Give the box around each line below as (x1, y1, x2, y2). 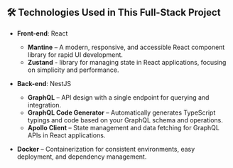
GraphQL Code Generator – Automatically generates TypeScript (27, 108, 216, 117)
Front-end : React (16, 28, 68, 38)
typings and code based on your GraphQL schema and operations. (27, 115, 223, 124)
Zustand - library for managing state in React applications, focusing (27, 58, 227, 66)
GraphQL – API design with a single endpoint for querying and (27, 93, 210, 102)
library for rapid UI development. (27, 50, 124, 59)
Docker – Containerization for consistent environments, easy (16, 145, 195, 153)
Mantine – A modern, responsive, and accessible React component (27, 43, 225, 51)
